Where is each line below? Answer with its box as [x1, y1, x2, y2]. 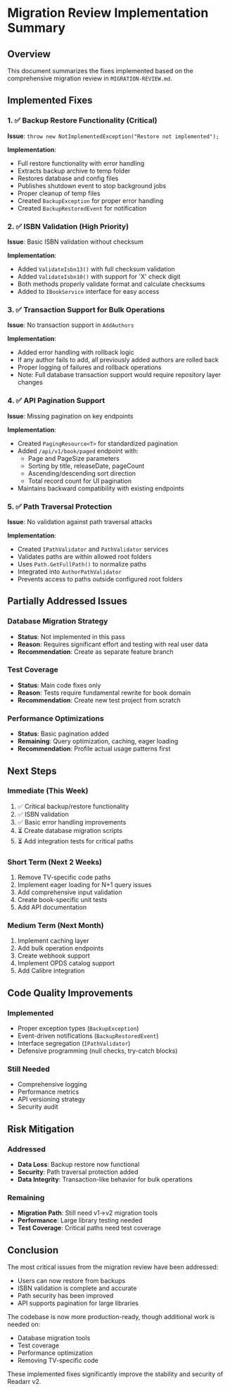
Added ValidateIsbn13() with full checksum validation [17, 264, 176, 273]
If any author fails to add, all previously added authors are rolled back [17, 356, 219, 364]
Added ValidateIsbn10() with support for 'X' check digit [17, 272, 181, 280]
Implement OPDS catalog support [17, 959, 115, 967]
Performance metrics [17, 1087, 79, 1096]
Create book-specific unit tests [17, 896, 108, 904]
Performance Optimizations [7, 713, 104, 723]
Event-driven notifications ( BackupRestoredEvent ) [17, 1032, 159, 1040]
